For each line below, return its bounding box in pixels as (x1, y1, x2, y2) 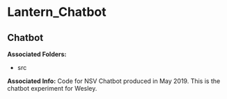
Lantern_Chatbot (7, 4, 107, 20)
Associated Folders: (7, 50, 67, 58)
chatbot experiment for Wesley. (7, 84, 97, 92)
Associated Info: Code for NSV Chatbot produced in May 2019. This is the (7, 77, 221, 85)
